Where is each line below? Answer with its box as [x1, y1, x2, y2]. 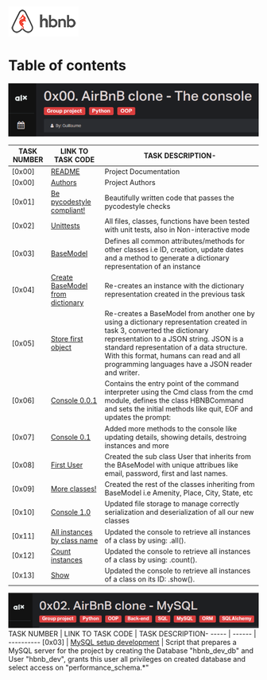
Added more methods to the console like [104, 423, 237, 433]
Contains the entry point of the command [104, 379, 239, 388]
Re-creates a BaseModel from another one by [104, 309, 256, 319]
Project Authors [104, 177, 157, 187]
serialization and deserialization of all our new [104, 508, 254, 517]
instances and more [104, 440, 169, 450]
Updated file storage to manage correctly [104, 499, 240, 508]
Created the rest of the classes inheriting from [104, 480, 255, 489]
